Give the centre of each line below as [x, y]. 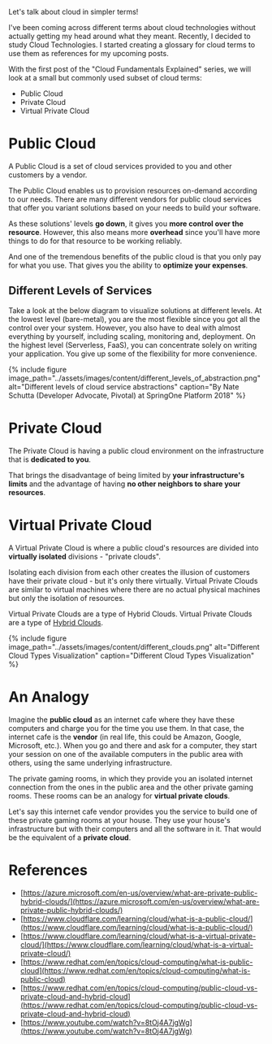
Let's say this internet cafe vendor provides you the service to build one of [133, 811]
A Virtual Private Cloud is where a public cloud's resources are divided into [134, 547]
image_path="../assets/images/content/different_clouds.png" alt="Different [134, 646]
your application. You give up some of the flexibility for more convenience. [133, 354]
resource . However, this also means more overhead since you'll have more [134, 232]
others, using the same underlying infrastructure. [91, 763]
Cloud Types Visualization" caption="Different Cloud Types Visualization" [131, 655]
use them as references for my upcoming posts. [89, 53]
